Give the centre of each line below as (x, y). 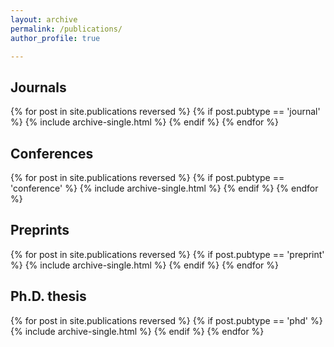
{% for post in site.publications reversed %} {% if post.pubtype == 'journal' (165, 112)
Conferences (52, 153)
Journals (38, 87)
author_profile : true (55, 38)
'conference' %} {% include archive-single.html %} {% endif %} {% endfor (164, 188)
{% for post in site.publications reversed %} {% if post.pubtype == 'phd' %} (166, 320)
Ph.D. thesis (48, 296)
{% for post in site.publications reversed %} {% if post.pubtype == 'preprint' (167, 254)
